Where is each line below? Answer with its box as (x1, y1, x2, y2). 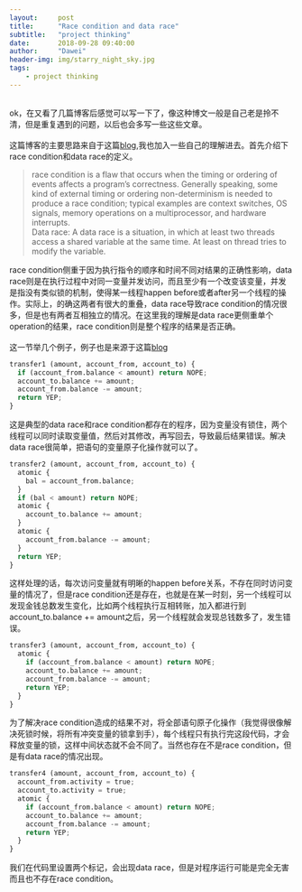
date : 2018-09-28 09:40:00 (9, 38, 135, 48)
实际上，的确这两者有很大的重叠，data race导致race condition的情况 (24, 298, 279, 309)
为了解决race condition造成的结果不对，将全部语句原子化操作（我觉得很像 (9, 717, 284, 728)
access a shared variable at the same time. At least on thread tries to (31, 236, 287, 246)
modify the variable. (31, 246, 106, 256)
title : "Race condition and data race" (9, 22, 179, 31)
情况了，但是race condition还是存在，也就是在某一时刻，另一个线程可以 (24, 589, 292, 600)
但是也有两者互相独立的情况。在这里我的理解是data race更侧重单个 (24, 309, 274, 321)
